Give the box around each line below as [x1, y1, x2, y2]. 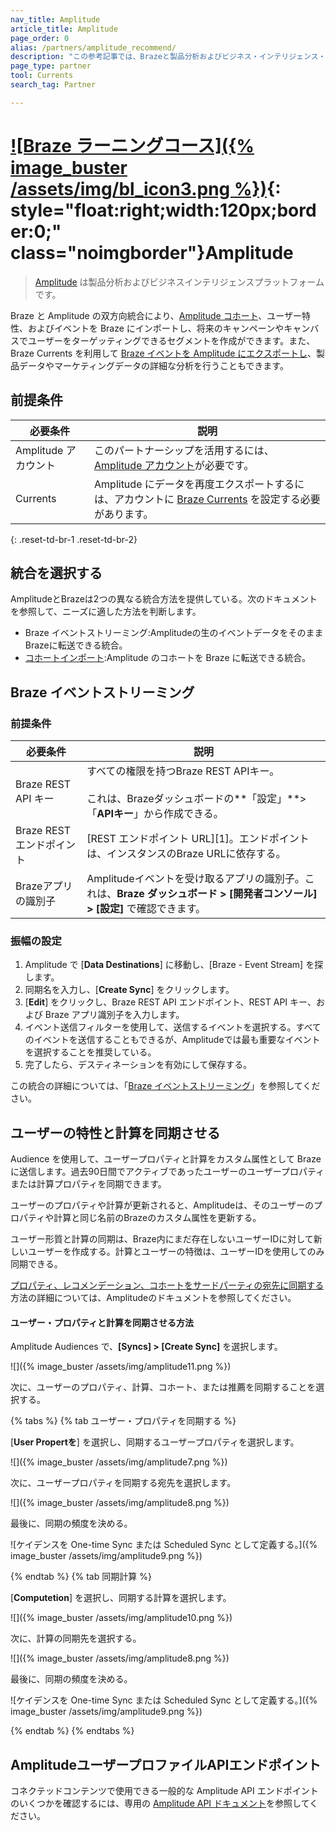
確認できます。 [136, 902, 207, 915]
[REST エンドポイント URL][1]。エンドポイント [86, 832, 310, 845]
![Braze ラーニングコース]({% [10, 134, 255, 157]
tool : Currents [10, 71, 74, 81]
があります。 [94, 507, 154, 521]
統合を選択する [10, 564, 103, 581]
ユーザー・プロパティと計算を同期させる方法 [10, 1316, 194, 1328]
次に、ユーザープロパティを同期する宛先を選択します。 [10, 1477, 237, 1489]
